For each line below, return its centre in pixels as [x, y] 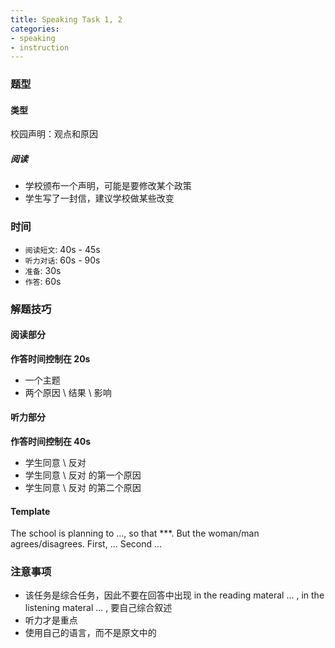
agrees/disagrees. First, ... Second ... [86, 544]
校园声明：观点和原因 [54, 134]
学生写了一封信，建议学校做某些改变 [99, 198]
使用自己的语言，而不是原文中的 [90, 633]
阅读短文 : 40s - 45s [62, 249]
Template [30, 511]
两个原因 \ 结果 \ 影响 [68, 392]
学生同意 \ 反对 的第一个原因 [83, 475]
